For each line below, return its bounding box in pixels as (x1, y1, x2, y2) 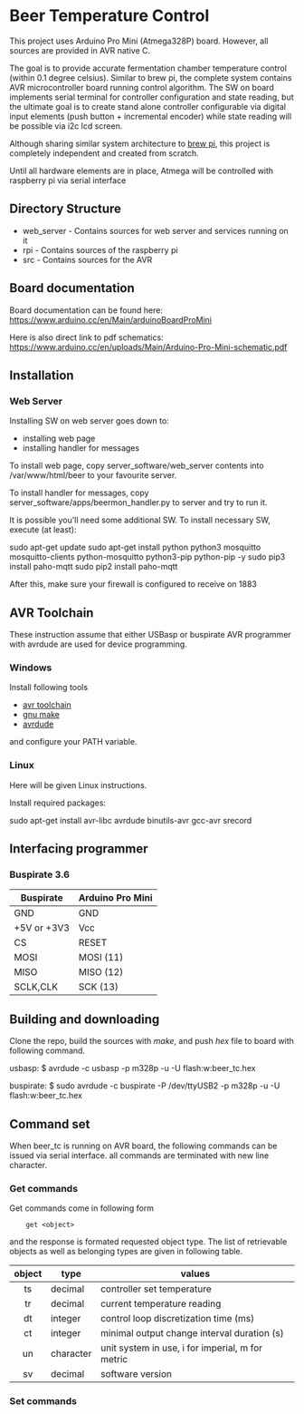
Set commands (9, 1395, 77, 1408)
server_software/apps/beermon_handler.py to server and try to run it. (9, 497, 268, 508)
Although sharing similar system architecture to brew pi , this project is (9, 138, 271, 149)
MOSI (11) (78, 951, 124, 964)
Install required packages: (9, 797, 107, 808)
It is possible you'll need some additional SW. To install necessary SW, (9, 514, 271, 526)
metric (100, 1353, 128, 1366)
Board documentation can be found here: (9, 305, 163, 316)
